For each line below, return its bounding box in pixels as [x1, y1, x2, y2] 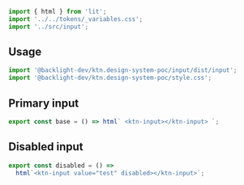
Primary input [8, 96, 79, 110]
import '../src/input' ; [8, 23, 89, 31]
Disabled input [8, 140, 83, 153]
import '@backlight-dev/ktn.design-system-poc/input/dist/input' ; [8, 66, 238, 74]
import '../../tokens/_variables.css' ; [8, 15, 143, 23]
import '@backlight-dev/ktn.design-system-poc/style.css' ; [8, 74, 212, 82]
